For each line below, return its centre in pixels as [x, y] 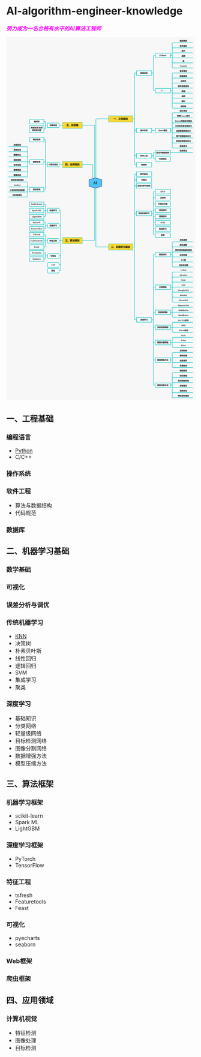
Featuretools [30, 902]
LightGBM [27, 828]
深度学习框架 [25, 845]
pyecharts [27, 938]
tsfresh [24, 896]
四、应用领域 [30, 1000]
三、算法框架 [30, 784]
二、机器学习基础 [38, 551]
